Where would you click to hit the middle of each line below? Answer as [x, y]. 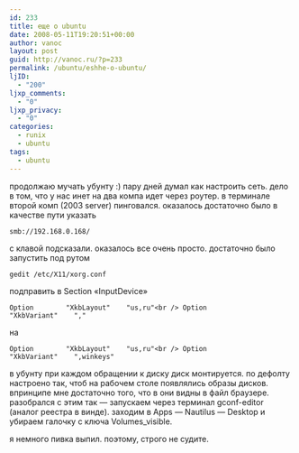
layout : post [34, 51]
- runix [32, 135]
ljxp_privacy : [36, 110]
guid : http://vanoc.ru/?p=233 [66, 60]
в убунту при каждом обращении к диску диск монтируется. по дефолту [150, 373]
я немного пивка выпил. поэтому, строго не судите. [109, 439]
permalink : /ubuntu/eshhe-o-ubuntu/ [78, 69]
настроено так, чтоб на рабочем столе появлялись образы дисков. [139, 383]
